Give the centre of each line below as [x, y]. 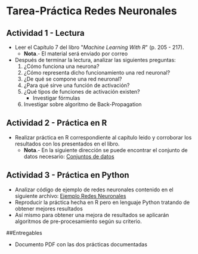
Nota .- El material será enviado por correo [76, 54]
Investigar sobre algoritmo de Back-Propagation [83, 104]
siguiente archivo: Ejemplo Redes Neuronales [70, 196]
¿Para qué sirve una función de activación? [77, 85]
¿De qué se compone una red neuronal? [73, 79]
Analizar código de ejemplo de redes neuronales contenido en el [94, 190]
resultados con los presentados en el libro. [67, 144]
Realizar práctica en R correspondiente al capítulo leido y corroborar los [103, 137]
